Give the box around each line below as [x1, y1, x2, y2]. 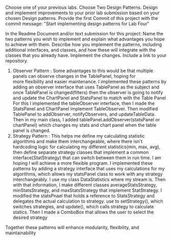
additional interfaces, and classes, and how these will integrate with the [5, 47, 156, 53]
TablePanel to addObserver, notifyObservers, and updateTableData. [12, 111, 156, 117]
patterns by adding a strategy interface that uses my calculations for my [12, 166, 165, 171]
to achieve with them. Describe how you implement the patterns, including [5, 41, 162, 48]
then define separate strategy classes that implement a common [12, 149, 149, 155]
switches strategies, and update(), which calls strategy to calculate [12, 204, 155, 209]
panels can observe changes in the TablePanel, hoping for [12, 73, 136, 79]
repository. [5, 58, 28, 63]
